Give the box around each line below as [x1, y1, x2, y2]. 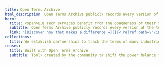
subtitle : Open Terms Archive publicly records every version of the [9, 25, 154, 30]
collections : [5, 35, 32, 40]
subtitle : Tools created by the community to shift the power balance [9, 52, 156, 58]
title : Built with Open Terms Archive [9, 48, 89, 53]
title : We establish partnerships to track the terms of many [9, 39, 139, 44]
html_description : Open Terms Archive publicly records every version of [5, 12, 159, 17]
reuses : [5, 43, 21, 48]
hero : [5, 16, 16, 21]
